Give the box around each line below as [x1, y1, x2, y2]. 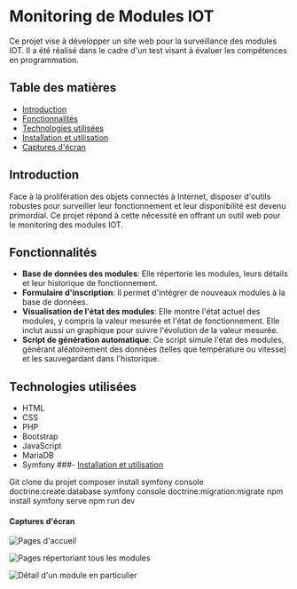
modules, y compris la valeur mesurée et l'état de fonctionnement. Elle [21, 315, 280, 326]
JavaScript [21, 441, 62, 451]
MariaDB [21, 450, 55, 461]
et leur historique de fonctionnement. [21, 278, 158, 289]
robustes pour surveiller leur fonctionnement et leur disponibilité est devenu [9, 200, 286, 211]
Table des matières [9, 80, 117, 95]
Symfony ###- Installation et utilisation [21, 459, 164, 470]
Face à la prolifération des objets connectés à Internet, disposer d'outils [9, 191, 271, 202]
